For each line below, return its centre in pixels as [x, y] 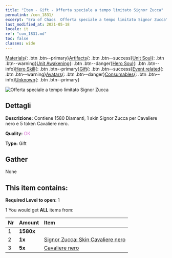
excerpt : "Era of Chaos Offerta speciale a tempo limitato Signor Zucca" [87, 19]
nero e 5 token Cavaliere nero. [37, 123]
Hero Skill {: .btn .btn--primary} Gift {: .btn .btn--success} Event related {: [89, 69]
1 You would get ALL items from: [39, 210]
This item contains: [37, 188]
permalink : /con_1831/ [29, 15]
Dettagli [18, 106]
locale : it [17, 29]
